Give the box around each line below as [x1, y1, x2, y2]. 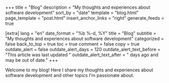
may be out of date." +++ [5, 57, 59, 63]
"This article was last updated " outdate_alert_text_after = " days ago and [5, 52, 159, 58]
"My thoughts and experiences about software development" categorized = [5, 35, 164, 41]
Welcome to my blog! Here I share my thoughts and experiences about [5, 67, 154, 73]
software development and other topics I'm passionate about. [5, 72, 134, 78]
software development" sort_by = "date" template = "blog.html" [5, 10, 139, 16]
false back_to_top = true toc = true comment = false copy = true [5, 41, 140, 47]
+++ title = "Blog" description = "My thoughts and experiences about [5, 5, 151, 10]
